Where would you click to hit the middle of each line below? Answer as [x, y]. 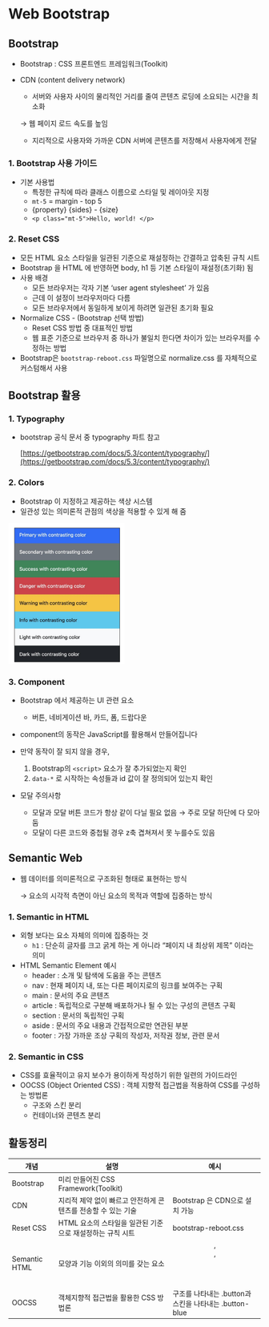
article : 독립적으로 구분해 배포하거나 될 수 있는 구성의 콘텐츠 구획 [134, 1005]
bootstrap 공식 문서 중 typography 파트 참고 [90, 437]
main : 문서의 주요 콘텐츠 [71, 995]
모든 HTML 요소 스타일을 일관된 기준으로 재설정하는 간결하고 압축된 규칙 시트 [140, 257]
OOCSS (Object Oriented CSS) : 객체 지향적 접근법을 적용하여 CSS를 [129, 1085]
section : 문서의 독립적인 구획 [78, 1015]
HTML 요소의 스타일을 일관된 [103, 1223]
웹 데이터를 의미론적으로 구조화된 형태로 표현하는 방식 [103, 878]
